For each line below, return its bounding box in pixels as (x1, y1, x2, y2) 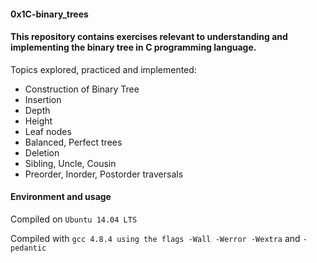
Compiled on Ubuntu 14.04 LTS (10, 213, 138, 225)
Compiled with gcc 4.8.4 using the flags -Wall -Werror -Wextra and (10, 233, 301, 244)
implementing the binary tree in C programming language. (10, 41, 257, 54)
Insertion (24, 93, 62, 105)
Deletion (24, 146, 60, 159)
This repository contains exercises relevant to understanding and (10, 31, 288, 43)
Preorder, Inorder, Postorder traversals (24, 168, 184, 180)
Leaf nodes (24, 125, 72, 137)
